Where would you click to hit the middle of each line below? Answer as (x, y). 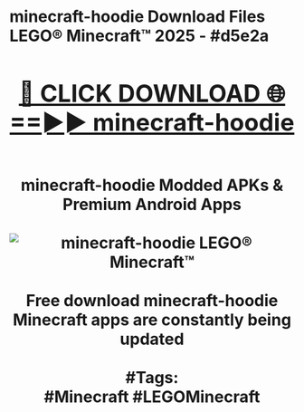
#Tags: (152, 377)
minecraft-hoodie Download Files (138, 17)
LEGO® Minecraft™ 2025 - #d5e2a (139, 36)
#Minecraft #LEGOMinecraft (152, 397)
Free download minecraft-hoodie (152, 300)
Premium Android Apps (152, 204)
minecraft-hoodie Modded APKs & (152, 185)
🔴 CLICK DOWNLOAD (139, 93)
